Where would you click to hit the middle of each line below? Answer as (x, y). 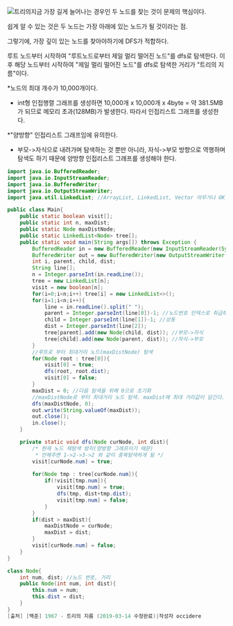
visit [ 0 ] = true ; (69, 365)
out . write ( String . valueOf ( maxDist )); (86, 410)
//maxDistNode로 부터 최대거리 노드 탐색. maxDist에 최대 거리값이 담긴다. (129, 397)
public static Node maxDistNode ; (68, 229)
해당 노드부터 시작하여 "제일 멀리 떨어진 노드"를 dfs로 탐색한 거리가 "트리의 (115, 65)
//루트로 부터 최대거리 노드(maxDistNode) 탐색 (93, 352)
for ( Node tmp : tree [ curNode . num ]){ (85, 475)
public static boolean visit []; (66, 216)
